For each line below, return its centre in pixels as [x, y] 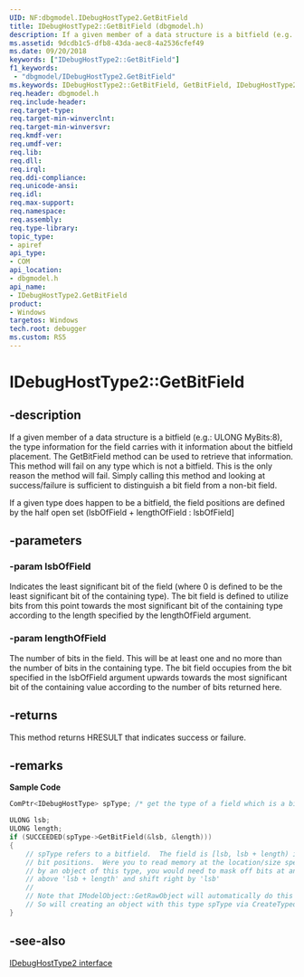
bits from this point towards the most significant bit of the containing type [146, 605]
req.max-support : [42, 203]
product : [26, 304]
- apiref [26, 245]
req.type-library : [44, 228]
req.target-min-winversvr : [60, 128]
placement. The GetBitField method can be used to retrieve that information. [152, 456]
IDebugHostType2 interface [61, 963]
